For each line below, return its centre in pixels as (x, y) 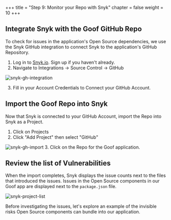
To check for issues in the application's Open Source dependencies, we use (86, 41)
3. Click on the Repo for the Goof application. (92, 147)
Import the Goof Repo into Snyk (56, 104)
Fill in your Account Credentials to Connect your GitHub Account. (82, 87)
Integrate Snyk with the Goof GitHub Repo (74, 29)
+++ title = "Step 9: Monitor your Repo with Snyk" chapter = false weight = (84, 7)
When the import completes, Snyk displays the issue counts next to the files (85, 176)
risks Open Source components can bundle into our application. (73, 212)
